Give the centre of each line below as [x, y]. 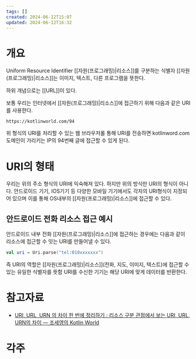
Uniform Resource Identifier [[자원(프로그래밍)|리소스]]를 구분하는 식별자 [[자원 [98, 71]
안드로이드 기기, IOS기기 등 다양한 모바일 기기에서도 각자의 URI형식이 [93, 191]
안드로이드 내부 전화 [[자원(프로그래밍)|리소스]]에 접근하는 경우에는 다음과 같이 [96, 234]
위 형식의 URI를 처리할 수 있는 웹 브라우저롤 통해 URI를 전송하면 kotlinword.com [98, 133]
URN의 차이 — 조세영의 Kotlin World [57, 322]
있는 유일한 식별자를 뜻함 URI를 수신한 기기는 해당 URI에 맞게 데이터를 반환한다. [97, 271]
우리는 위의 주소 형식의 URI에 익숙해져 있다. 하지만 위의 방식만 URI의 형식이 [92, 184]
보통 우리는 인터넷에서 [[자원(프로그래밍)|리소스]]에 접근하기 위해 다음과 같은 [93, 103]
